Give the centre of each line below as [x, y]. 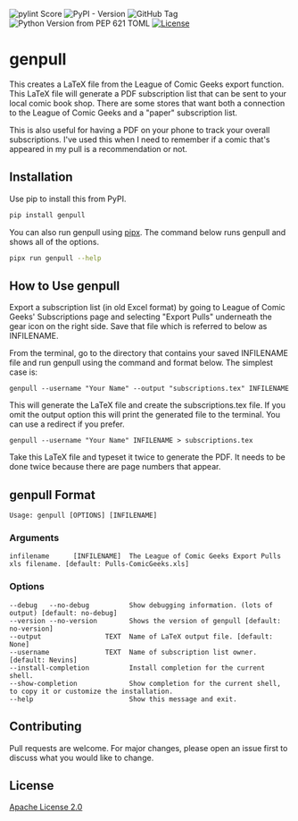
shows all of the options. [54, 241]
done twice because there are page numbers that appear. [115, 467]
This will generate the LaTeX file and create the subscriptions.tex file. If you [148, 405]
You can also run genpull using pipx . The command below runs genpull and [148, 232]
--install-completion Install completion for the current [137, 668]
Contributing [46, 727]
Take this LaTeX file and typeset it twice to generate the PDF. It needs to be [147, 457]
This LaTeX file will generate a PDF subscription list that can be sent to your [148, 93]
